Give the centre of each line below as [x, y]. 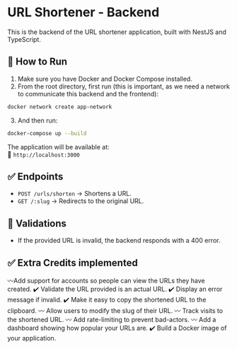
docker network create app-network [60, 107]
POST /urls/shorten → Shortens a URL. [75, 194]
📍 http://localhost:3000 [44, 154]
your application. [32, 338]
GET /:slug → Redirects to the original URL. [81, 201]
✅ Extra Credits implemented [73, 263]
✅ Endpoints [35, 177]
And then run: [37, 120]
